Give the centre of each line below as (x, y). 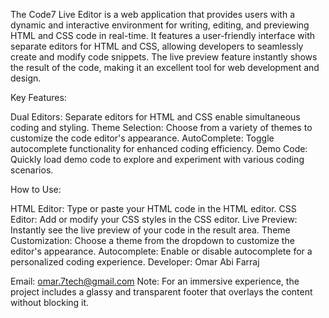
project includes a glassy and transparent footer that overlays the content (161, 292)
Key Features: (38, 97)
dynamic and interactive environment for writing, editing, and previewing (160, 25)
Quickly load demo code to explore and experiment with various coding (157, 159)
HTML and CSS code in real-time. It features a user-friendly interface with (162, 35)
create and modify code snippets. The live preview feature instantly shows (164, 57)
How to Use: (36, 189)
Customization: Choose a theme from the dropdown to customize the (152, 240)
